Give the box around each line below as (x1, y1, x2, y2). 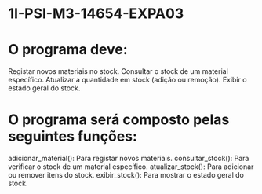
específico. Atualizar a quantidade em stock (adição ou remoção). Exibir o (8, 75, 247, 85)
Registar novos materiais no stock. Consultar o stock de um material (8, 67, 229, 76)
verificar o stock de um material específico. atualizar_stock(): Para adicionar (8, 162, 254, 171)
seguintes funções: (8, 127, 137, 145)
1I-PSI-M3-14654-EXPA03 (8, 5, 184, 23)
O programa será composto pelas (8, 111, 230, 129)
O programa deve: (8, 41, 128, 59)
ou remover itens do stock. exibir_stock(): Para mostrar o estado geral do (8, 170, 245, 180)
